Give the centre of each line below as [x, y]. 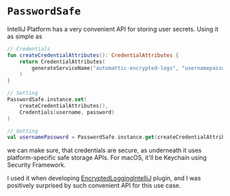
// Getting [23, 131]
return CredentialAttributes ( [63, 62]
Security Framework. [37, 165]
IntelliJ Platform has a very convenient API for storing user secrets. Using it [113, 29]
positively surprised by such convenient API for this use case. [94, 186]
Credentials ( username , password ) [67, 112]
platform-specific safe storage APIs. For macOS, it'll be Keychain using [107, 158]
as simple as [25, 36]
